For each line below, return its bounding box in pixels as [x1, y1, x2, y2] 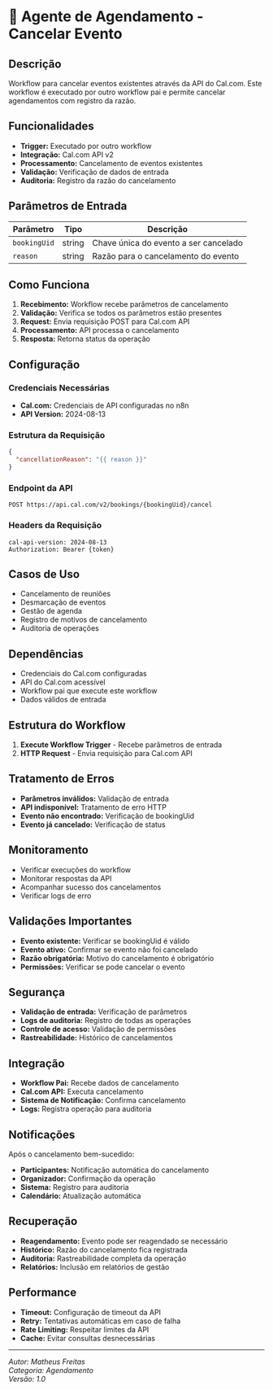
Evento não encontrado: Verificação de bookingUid [19, 811, 195, 820]
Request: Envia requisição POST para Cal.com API [19, 317, 190, 326]
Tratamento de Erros [8, 772, 115, 786]
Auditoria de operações [19, 623, 100, 633]
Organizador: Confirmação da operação [19, 1174, 156, 1183]
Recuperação [8, 1214, 78, 1228]
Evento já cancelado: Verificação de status [19, 820, 166, 829]
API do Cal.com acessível [19, 677, 106, 687]
